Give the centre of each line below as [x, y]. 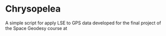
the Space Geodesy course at [36, 28]
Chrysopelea [33, 9]
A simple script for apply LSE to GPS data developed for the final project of [83, 23]
